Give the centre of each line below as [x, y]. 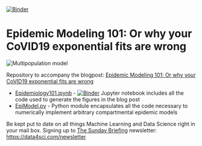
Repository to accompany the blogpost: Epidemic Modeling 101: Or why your [101, 75]
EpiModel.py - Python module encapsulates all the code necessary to [101, 106]
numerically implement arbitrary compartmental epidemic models [96, 112]
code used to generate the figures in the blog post [77, 99]
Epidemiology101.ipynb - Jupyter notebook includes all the [99, 93]
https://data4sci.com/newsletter [46, 136]
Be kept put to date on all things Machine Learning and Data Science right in [101, 124]
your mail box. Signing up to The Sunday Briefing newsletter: [82, 130]
